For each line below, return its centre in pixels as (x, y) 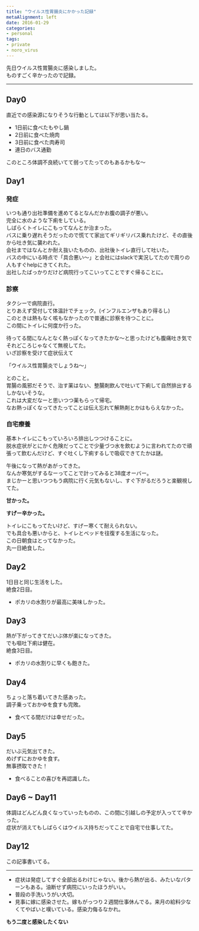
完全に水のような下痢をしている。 (48, 220)
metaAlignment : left (32, 17)
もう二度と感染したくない (37, 922)
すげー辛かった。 (27, 513)
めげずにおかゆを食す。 (35, 759)
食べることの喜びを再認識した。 (54, 779)
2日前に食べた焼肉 (37, 134)
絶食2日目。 (21, 589)
